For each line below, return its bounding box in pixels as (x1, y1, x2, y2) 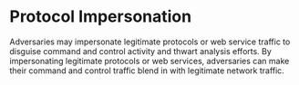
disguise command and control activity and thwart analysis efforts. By (9, 45, 272, 56)
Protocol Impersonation (9, 6, 192, 27)
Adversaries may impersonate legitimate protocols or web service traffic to (9, 36, 291, 47)
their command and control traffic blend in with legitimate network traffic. (9, 65, 284, 76)
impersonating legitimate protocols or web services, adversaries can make (9, 55, 290, 66)
